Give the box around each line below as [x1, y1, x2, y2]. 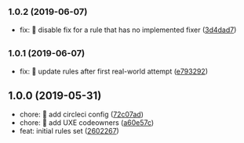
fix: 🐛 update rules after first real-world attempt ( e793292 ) [19, 66, 209, 76]
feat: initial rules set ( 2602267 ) [19, 127, 119, 136]
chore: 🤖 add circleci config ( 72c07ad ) [19, 109, 144, 120]
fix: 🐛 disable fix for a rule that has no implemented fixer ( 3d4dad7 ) [19, 25, 237, 34]
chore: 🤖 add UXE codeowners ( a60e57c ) [19, 118, 155, 127]
